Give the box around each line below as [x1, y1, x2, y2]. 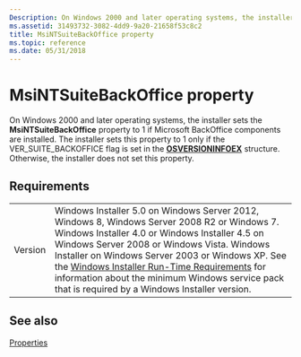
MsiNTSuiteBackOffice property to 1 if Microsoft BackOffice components [9, 125, 281, 135]
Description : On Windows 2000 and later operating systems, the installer [9, 13, 295, 22]
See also [9, 313, 58, 328]
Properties [9, 337, 48, 348]
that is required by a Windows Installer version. [54, 283, 252, 295]
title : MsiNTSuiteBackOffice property [9, 30, 154, 39]
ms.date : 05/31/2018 [9, 47, 87, 56]
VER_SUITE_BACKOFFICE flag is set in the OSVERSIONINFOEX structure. [9, 144, 280, 154]
